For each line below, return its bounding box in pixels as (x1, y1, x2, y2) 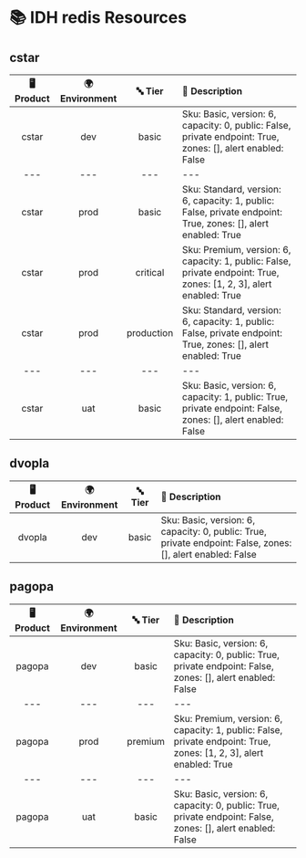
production (126, 327, 174, 339)
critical (135, 267, 165, 278)
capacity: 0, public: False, (181, 120, 291, 131)
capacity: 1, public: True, (181, 391, 289, 403)
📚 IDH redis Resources (9, 7, 188, 28)
